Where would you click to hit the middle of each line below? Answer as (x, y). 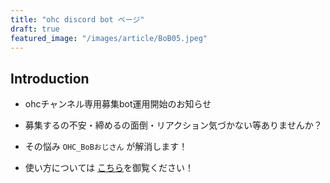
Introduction (50, 78)
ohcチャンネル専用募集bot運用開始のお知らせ (118, 104)
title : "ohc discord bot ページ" (77, 19)
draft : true (35, 29)
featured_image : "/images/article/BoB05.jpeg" (109, 38)
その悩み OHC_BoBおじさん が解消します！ (106, 147)
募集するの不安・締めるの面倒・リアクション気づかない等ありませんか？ (173, 125)
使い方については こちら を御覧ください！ (109, 168)
